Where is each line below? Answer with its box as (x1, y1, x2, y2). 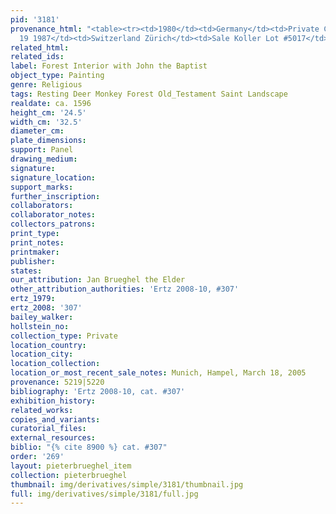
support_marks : (10, 182, 74, 192)
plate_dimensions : (10, 136, 87, 146)
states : (10, 266, 43, 276)
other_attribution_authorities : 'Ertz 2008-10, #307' (10, 284, 240, 295)
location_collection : (10, 359, 101, 369)
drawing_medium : (10, 154, 78, 164)
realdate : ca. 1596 (10, 98, 92, 108)
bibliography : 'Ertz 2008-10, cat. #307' (10, 386, 186, 396)
